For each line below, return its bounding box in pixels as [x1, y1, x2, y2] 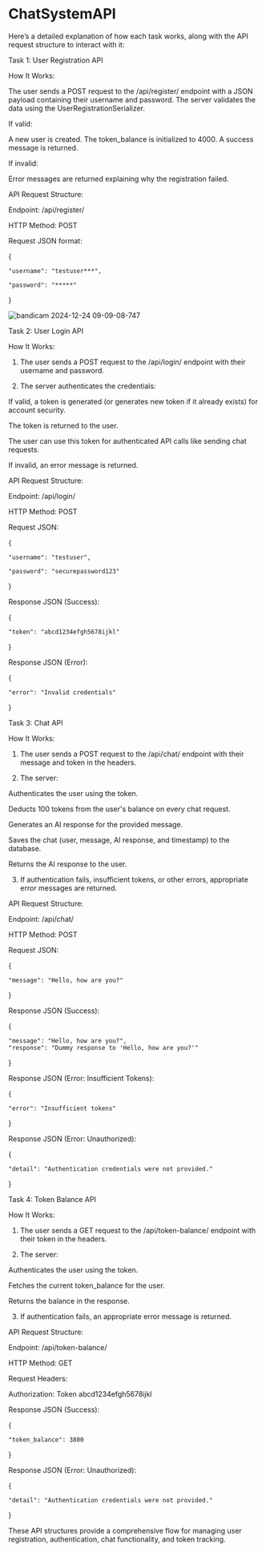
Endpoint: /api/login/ [8, 491, 76, 501]
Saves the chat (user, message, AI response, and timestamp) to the [8, 834, 230, 845]
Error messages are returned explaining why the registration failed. [8, 174, 229, 183]
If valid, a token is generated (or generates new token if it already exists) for [8, 396, 259, 406]
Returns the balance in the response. [8, 1296, 131, 1305]
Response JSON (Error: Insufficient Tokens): [8, 1073, 155, 1083]
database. [8, 843, 42, 853]
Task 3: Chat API [8, 718, 63, 727]
